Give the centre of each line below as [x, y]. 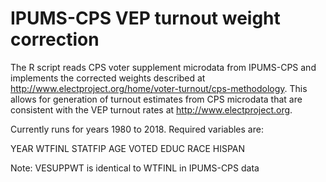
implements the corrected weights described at [108, 78]
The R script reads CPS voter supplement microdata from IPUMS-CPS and [163, 67]
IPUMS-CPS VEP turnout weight [145, 18]
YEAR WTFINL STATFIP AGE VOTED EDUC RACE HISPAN [128, 148]
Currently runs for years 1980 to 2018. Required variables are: [137, 129]
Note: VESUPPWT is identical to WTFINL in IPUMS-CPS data [135, 168]
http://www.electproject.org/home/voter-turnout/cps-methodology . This [159, 88]
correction [55, 39]
